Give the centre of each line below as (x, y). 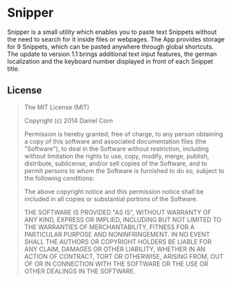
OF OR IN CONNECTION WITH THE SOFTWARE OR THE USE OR (116, 264)
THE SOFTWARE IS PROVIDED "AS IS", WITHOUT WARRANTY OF (118, 212)
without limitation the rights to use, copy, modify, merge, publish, (117, 156)
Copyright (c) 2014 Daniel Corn (69, 120)
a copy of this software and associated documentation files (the (115, 141)
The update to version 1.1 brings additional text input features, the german (112, 54)
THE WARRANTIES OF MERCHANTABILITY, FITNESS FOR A (109, 227)
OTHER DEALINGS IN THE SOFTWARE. (80, 271)
